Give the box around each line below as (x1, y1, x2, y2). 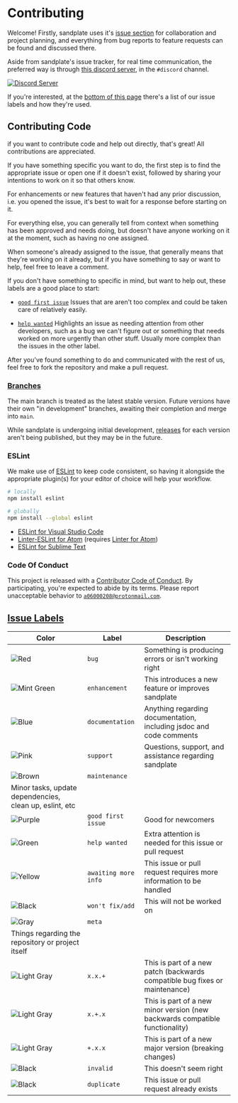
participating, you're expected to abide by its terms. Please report (7, 584, 200, 593)
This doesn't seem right (144, 1063, 223, 1073)
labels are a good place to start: (7, 284, 101, 292)
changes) (144, 1052, 176, 1062)
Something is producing (144, 645, 224, 655)
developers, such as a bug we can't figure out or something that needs (17, 326, 225, 335)
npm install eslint (7, 495, 65, 502)
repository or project (11, 937, 79, 947)
